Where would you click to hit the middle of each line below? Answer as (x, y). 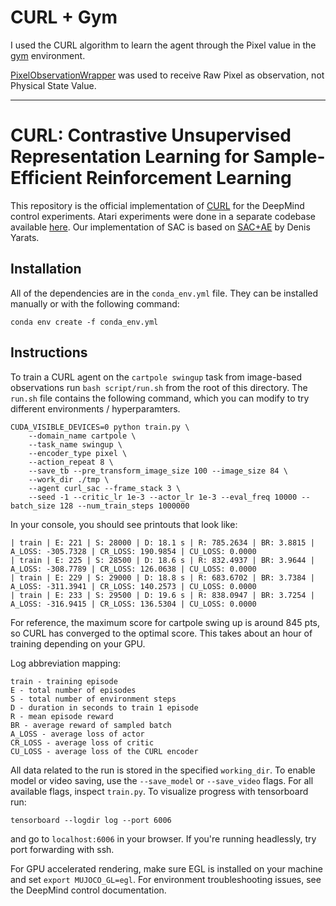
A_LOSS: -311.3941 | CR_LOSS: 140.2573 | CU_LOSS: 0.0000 (133, 586)
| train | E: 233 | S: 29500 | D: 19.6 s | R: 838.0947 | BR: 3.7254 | (162, 595)
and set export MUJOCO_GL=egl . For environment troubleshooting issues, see (166, 879)
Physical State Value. (53, 85)
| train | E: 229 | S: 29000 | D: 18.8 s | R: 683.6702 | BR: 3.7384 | (162, 577)
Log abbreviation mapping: (66, 663)
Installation (46, 269)
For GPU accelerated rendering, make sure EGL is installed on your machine (166, 868)
